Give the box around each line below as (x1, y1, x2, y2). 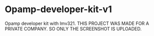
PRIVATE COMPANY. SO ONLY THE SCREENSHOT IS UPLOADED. (5, 25, 142, 31)
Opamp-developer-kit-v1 (5, 4, 112, 15)
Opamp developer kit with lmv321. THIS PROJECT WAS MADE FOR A (5, 20, 149, 26)
